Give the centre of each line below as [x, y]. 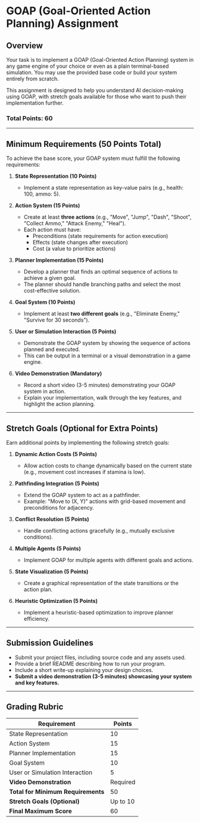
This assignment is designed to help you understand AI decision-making [95, 90]
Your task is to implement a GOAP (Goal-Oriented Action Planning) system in [100, 60]
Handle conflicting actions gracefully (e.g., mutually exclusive [99, 530]
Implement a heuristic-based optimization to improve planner [99, 612]
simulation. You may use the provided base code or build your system [92, 72]
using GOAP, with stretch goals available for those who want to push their [96, 97]
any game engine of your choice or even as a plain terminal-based [87, 66]
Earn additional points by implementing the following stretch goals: [88, 442]
